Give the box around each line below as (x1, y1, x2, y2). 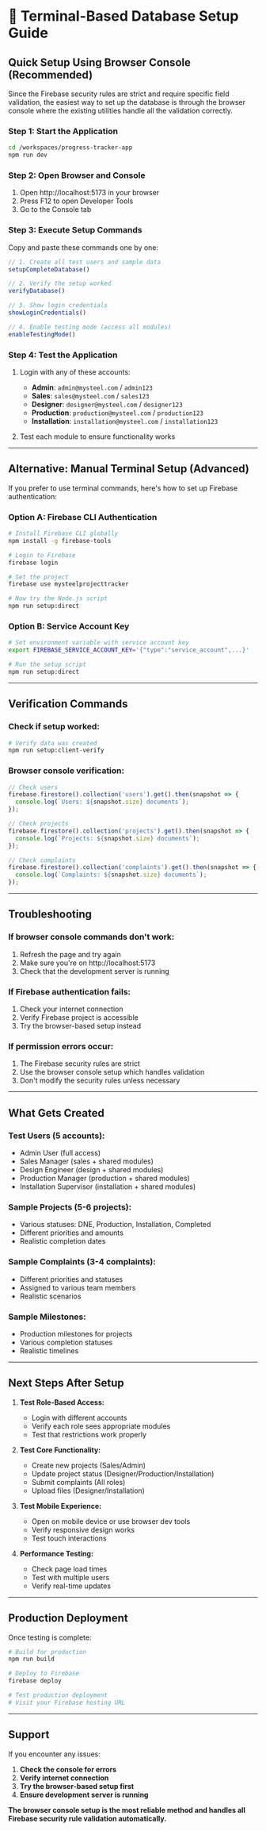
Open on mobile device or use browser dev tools (31, 1516, 191, 1526)
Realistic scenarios (19, 1291, 82, 1301)
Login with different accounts (31, 1413, 127, 1422)
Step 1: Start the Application (8, 125, 119, 137)
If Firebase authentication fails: (8, 986, 131, 997)
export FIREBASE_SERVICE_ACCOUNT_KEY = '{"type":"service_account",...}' (8, 646, 249, 654)
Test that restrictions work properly (31, 1429, 147, 1439)
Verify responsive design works (31, 1525, 135, 1534)
